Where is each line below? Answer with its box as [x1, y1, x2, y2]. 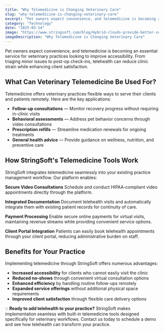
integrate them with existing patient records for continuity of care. [5, 204, 138, 210]
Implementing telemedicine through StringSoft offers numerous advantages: [5, 260, 158, 266]
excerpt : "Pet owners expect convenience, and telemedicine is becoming [5, 16, 156, 21]
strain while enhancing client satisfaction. [5, 63, 89, 69]
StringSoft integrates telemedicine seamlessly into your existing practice [5, 169, 151, 175]
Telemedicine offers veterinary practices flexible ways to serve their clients [5, 91, 156, 97]
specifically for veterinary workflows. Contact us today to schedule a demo [5, 316, 156, 322]
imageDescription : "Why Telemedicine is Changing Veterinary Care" [5, 35, 145, 40]
